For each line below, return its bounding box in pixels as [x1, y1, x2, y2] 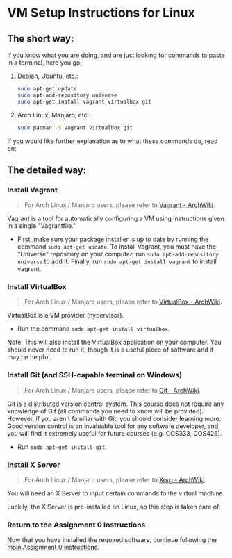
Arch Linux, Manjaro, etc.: [17, 110, 92, 119]
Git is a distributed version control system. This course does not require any [7, 400, 224, 408]
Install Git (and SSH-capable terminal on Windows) [7, 370, 183, 380]
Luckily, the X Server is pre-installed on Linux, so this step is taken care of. [7, 502, 221, 511]
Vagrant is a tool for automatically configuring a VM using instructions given [7, 214, 224, 223]
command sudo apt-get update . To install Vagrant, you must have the [17, 243, 217, 251]
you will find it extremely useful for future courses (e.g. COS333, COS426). [7, 429, 222, 437]
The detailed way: [7, 164, 87, 176]
